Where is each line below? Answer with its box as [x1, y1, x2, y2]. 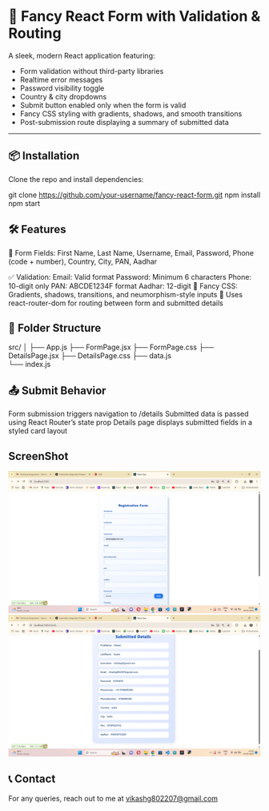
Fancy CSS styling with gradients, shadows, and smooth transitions [19, 108, 243, 119]
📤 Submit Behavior [8, 384, 106, 397]
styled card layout [8, 426, 68, 436]
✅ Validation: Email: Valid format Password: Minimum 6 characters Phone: [8, 272, 252, 281]
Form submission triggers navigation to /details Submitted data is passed [8, 409, 250, 419]
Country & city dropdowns [19, 91, 107, 101]
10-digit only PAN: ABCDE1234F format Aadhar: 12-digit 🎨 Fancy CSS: [8, 280, 238, 291]
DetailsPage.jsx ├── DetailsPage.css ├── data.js [8, 351, 172, 361]
